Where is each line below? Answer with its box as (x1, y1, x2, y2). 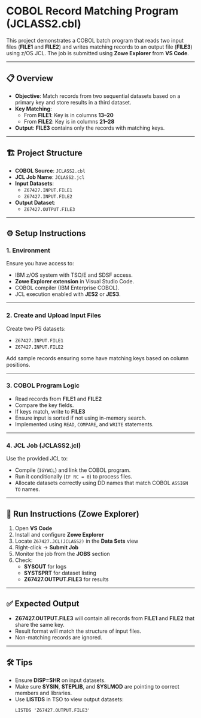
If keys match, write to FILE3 (14, 408, 86, 415)
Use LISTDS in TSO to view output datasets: (14, 695, 124, 703)
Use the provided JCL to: (6, 455, 68, 462)
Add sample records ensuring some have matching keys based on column (6, 354, 189, 361)
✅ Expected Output (6, 599, 80, 609)
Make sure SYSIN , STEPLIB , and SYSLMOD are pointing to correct (14, 683, 179, 690)
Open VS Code (14, 524, 53, 532)
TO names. (14, 486, 41, 493)
